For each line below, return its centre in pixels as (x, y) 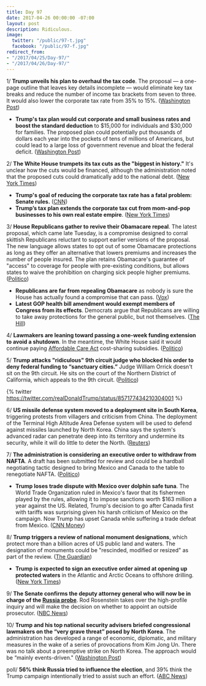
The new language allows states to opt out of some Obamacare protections (101, 246)
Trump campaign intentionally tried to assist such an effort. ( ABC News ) (97, 676)
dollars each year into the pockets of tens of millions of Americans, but (105, 138)
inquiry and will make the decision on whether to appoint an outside (92, 606)
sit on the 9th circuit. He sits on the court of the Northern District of (91, 373)
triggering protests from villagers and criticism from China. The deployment (102, 416)
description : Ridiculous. (39, 29)
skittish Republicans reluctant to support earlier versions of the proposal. (98, 240)
